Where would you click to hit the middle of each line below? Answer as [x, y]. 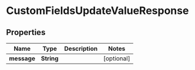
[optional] [117, 58]
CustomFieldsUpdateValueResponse [97, 11]
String [50, 58]
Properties [26, 32]
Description [81, 49]
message [22, 58]
